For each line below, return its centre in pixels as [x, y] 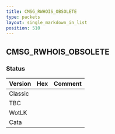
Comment [67, 83]
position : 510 [23, 28]
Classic [19, 93]
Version [20, 83]
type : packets [23, 17]
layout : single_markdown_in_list [47, 22]
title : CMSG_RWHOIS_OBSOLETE [41, 11]
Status [15, 68]
